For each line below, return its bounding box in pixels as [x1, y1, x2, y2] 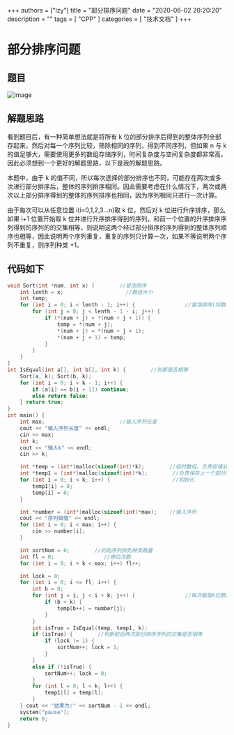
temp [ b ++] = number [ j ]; [56, 604, 127, 612]
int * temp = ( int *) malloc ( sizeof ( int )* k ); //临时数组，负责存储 [19, 463, 223, 470]
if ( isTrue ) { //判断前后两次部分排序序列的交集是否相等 [32, 631, 203, 638]
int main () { [7, 412, 45, 419]
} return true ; [19, 399, 64, 406]
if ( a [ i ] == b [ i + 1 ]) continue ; [32, 386, 130, 393]
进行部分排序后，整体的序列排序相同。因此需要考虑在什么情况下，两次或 [13, 182, 221, 191]
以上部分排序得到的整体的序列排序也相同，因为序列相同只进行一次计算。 [13, 191, 221, 199]
